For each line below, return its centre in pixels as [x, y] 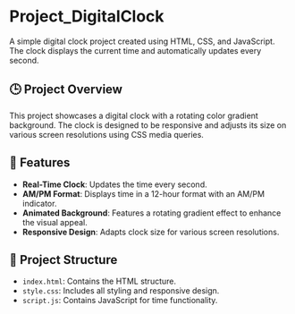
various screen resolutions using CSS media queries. [106, 134]
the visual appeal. [55, 222]
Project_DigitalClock [87, 17]
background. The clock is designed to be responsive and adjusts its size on [148, 125]
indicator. [39, 203]
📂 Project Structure [63, 260]
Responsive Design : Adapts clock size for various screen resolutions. [151, 232]
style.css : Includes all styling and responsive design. [121, 291]
